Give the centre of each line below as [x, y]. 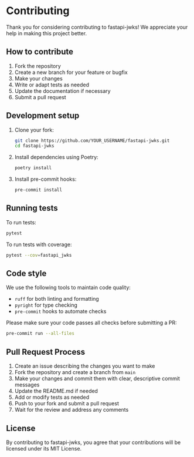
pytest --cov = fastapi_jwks [39, 255]
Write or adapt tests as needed [52, 85]
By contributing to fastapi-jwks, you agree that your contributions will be [93, 442]
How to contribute [40, 52]
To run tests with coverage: [39, 244]
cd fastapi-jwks [34, 146]
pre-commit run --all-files [40, 334]
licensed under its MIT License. [44, 448]
